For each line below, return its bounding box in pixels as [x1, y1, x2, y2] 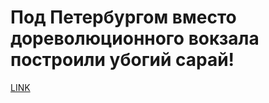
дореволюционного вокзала [10, 27, 260, 50]
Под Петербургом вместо [10, 6, 237, 29]
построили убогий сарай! [10, 49, 235, 71]
